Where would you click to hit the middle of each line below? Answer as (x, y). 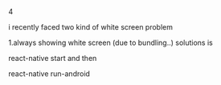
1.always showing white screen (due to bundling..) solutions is (110, 42)
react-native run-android (49, 74)
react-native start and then (53, 58)
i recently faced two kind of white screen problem (91, 27)
